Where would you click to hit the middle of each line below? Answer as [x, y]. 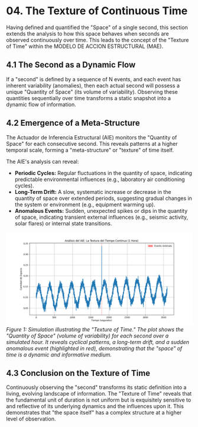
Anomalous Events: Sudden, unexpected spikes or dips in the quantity [101, 211]
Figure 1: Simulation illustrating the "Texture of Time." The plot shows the [95, 329]
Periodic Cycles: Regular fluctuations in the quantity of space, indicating [103, 173]
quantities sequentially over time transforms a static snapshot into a [89, 98]
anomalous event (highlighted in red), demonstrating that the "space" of [94, 348]
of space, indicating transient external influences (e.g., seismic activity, [101, 217]
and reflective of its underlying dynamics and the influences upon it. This [95, 406]
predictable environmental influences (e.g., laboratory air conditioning [100, 179]
